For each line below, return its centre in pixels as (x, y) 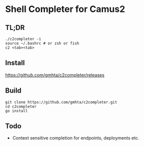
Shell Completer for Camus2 (65, 9)
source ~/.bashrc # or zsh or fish (42, 43)
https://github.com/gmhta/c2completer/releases (55, 75)
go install (16, 111)
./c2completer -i (23, 39)
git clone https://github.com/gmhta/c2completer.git (61, 102)
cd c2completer (21, 106)
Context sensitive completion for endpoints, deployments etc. (76, 138)
